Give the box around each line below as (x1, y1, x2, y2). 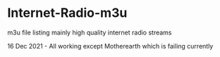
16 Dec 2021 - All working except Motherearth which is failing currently (7, 42, 214, 50)
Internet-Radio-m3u (7, 5, 128, 21)
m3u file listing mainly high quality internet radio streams (7, 28, 172, 37)
